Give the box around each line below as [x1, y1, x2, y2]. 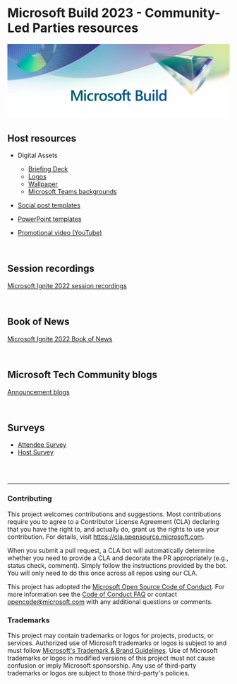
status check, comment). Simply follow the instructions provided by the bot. [7, 561, 228, 569]
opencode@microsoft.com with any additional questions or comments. [7, 597, 213, 606]
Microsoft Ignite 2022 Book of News [7, 334, 113, 343]
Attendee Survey [17, 440, 67, 449]
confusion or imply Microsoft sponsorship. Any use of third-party [7, 661, 197, 670]
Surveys [7, 421, 45, 433]
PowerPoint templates [17, 215, 82, 224]
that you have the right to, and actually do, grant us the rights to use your [7, 525, 220, 533]
